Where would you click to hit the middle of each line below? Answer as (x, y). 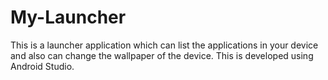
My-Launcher (68, 17)
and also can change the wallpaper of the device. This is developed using (162, 55)
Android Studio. (42, 66)
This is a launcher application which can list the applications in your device (164, 45)
